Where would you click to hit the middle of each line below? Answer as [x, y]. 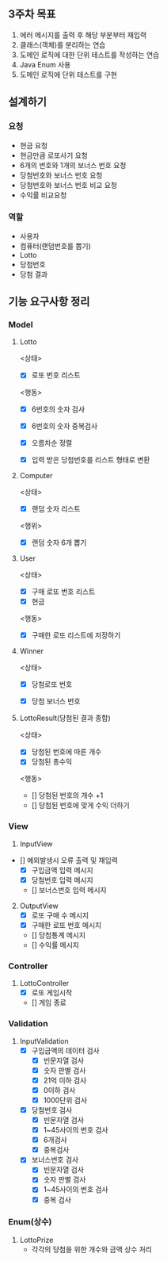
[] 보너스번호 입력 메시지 [69, 890]
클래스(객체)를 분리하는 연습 [63, 44]
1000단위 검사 [65, 1100]
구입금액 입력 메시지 [62, 870]
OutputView [39, 906]
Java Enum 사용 [45, 64]
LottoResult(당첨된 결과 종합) [65, 718]
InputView [36, 844]
